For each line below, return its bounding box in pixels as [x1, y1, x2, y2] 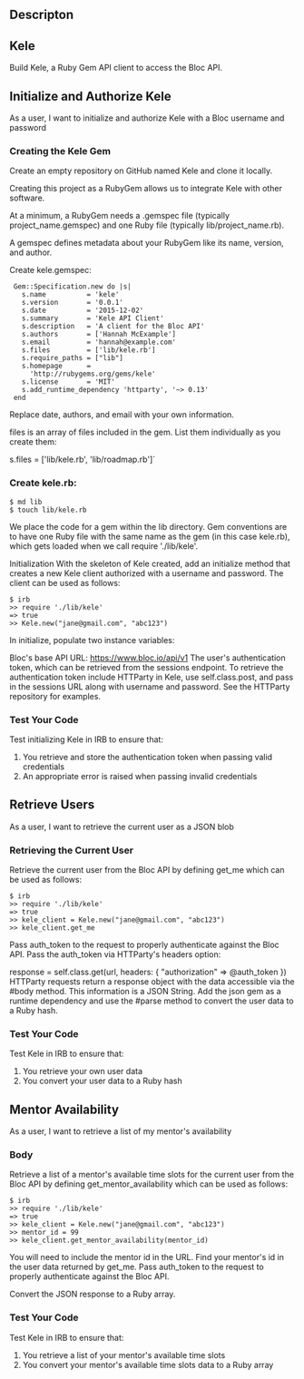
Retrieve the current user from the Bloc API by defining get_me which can [9, 865, 285, 875]
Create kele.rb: [9, 476, 77, 489]
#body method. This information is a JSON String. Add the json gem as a [9, 986, 281, 997]
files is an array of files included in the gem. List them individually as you [9, 426, 281, 438]
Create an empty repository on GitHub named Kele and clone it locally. [9, 165, 273, 176]
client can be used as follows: [9, 577, 121, 588]
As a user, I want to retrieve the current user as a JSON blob [9, 821, 234, 832]
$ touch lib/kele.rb [9, 505, 88, 514]
